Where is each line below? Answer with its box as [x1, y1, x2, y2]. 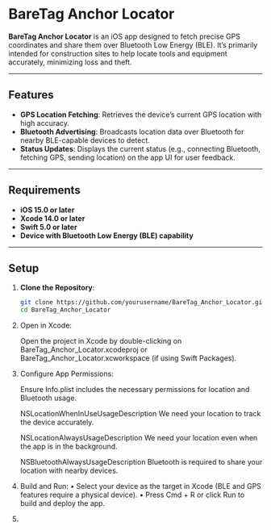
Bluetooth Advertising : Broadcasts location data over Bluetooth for [19, 127, 244, 136]
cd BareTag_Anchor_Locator [19, 306, 111, 315]
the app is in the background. [19, 441, 119, 452]
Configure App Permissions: [19, 369, 115, 379]
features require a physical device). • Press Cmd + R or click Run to [19, 490, 245, 500]
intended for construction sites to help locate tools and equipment [8, 48, 227, 58]
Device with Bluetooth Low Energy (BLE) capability [19, 231, 194, 240]
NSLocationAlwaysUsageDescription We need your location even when [19, 433, 258, 443]
